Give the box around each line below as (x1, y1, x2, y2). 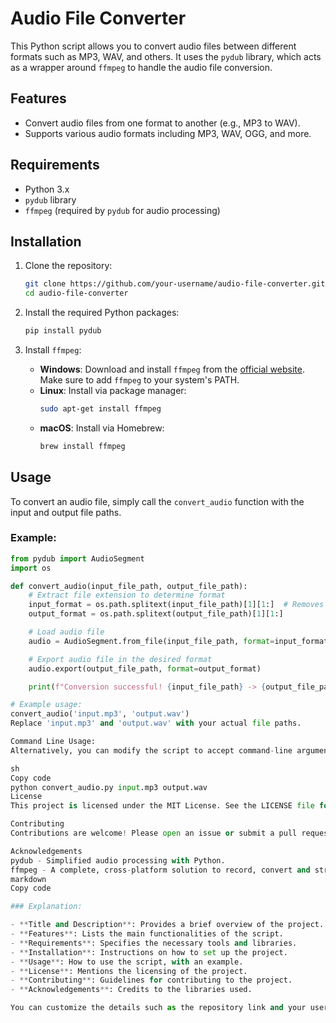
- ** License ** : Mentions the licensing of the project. (10, 966, 248, 976)
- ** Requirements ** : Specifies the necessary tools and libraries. (10, 938, 298, 948)
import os (10, 563, 52, 573)
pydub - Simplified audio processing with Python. (10, 855, 226, 866)
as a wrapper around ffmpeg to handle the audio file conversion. (10, 61, 273, 73)
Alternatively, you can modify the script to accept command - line (10, 745, 293, 756)
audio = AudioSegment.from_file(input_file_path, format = (28, 636, 275, 646)
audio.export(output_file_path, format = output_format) (28, 663, 262, 674)
